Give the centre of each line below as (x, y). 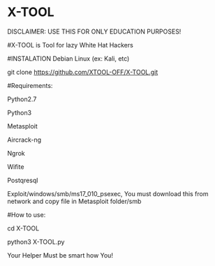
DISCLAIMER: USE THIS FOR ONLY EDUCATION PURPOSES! (94, 31)
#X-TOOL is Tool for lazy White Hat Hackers (71, 45)
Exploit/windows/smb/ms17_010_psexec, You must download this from (108, 193)
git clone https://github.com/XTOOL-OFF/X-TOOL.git (83, 72)
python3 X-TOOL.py (36, 242)
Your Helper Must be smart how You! (60, 255)
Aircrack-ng (24, 140)
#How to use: (27, 214)
